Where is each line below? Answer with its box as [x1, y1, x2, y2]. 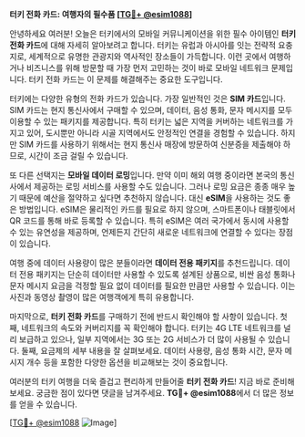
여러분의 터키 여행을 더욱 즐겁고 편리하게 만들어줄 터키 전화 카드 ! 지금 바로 [9, 376, 271, 387]
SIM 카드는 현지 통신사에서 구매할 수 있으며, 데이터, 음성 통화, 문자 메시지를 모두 [9, 105, 293, 115]
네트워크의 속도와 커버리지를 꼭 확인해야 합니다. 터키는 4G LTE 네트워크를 [21, 323, 282, 333]
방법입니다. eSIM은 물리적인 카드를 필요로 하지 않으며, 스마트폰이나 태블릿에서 [18, 204, 296, 214]
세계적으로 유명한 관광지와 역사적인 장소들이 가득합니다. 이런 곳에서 [28, 51, 267, 62]
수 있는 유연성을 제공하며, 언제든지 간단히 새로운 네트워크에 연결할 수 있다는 [9, 227, 277, 237]
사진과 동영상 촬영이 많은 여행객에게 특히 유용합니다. [9, 292, 194, 302]
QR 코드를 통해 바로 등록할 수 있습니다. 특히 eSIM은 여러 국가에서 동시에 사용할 [9, 215, 290, 226]
